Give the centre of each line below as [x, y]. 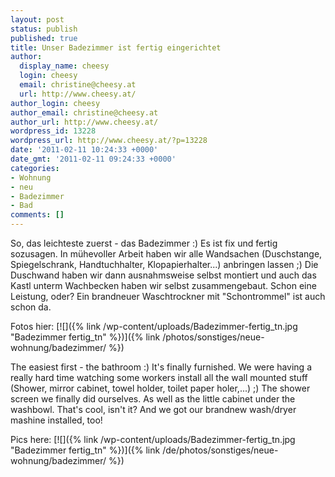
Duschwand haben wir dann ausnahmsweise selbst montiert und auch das [163, 275]
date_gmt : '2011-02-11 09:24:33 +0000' [93, 159]
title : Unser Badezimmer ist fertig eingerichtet [116, 47]
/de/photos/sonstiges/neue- [220, 450]
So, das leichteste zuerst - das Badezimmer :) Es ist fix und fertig [144, 243]
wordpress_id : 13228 [53, 131]
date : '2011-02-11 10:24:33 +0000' [84, 150]
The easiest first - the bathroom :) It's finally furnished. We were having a [161, 367]
